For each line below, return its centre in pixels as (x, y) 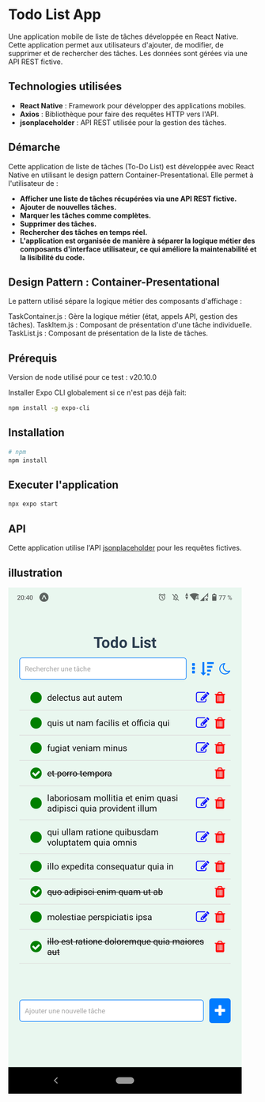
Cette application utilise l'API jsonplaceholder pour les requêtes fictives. (125, 548)
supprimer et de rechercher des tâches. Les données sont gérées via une (128, 53)
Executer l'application (63, 485)
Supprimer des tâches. (58, 224)
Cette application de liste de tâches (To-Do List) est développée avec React (131, 166)
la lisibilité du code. (52, 257)
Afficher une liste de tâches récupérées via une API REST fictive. (128, 199)
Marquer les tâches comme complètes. (85, 215)
